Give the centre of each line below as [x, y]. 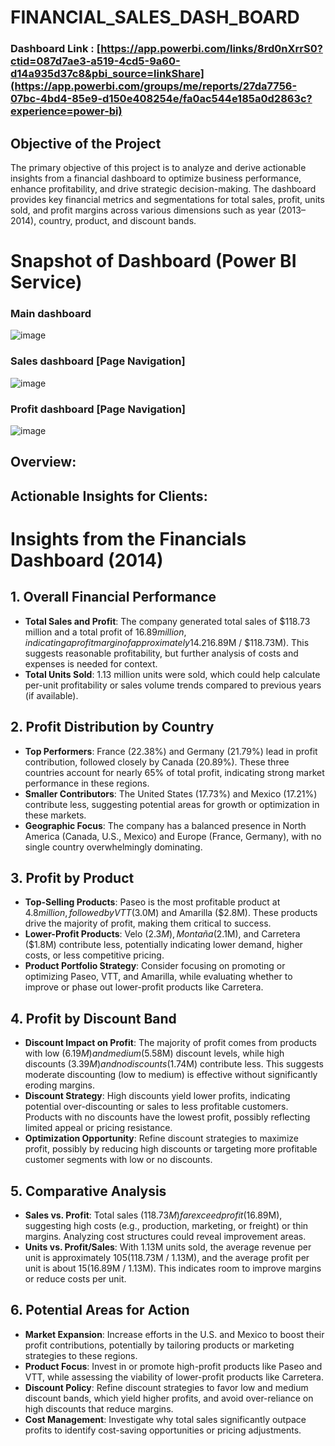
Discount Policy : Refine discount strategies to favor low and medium [166, 1387]
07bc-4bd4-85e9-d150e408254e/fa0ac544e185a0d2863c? [161, 99]
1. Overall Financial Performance [113, 597]
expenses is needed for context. [91, 663]
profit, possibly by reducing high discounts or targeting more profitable [171, 1149]
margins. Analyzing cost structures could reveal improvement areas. [165, 1237]
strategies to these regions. [81, 1355]
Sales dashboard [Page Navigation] [98, 361]
